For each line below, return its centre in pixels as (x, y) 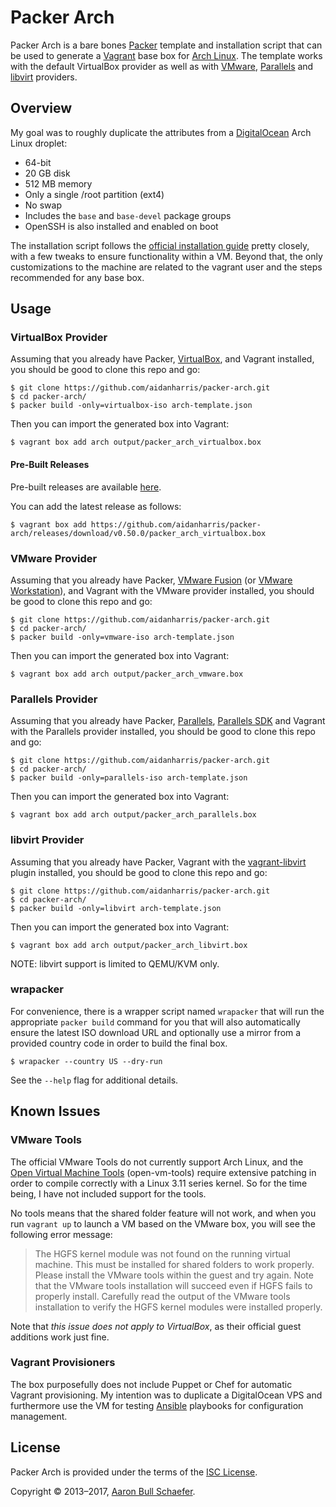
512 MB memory (58, 183)
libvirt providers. (44, 77)
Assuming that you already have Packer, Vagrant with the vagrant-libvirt (158, 862)
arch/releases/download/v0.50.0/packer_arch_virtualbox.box (138, 533)
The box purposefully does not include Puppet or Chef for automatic (151, 1384)
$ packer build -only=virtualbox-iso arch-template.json (131, 406)
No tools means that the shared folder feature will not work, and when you (163, 1213)
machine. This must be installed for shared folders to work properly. (174, 1264)
